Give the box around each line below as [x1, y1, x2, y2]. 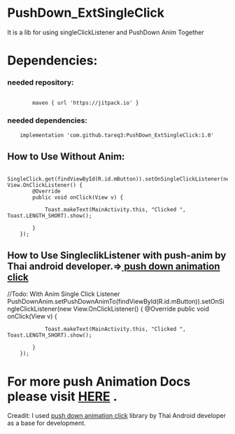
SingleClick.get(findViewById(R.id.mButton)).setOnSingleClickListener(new [7, 175, 233, 183]
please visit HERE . [7, 388, 117, 404]
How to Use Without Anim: [7, 150, 125, 162]
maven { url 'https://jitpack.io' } [32, 99, 139, 106]
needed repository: [7, 78, 74, 87]
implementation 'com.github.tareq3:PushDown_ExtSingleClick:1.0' [20, 132, 215, 139]
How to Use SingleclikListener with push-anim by [7, 249, 227, 261]
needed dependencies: [7, 115, 87, 125]
